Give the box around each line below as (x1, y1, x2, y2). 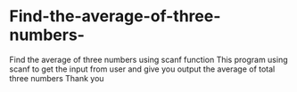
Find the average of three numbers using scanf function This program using (9, 54, 288, 65)
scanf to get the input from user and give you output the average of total (9, 64, 276, 74)
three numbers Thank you (9, 73, 104, 83)
